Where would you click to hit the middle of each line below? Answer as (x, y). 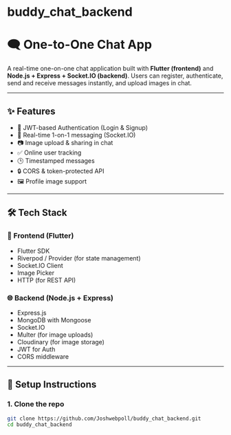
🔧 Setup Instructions (52, 384)
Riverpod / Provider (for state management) (79, 258)
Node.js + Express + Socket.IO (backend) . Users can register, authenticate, (115, 76)
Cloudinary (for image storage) (61, 342)
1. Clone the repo (36, 404)
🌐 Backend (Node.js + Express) (60, 298)
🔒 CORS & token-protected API (60, 171)
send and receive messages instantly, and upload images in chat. (100, 83)
